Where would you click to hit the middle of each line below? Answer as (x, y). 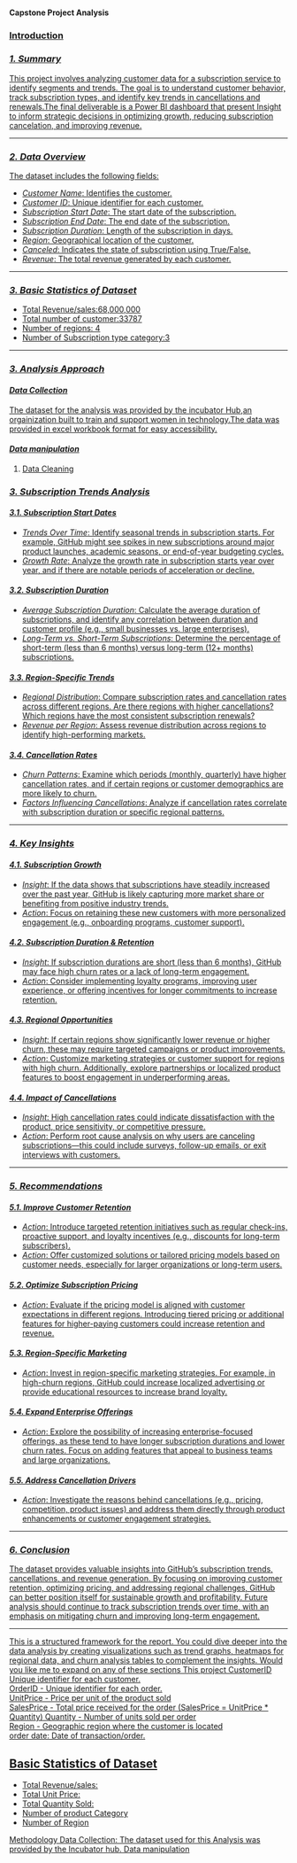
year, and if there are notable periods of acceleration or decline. (138, 570)
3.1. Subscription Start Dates (63, 513)
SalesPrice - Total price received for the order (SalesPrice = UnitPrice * (139, 1708)
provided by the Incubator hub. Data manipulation (99, 1849)
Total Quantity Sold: (58, 1804)
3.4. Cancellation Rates (53, 755)
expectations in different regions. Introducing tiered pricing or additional (153, 1314)
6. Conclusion (40, 1550)
